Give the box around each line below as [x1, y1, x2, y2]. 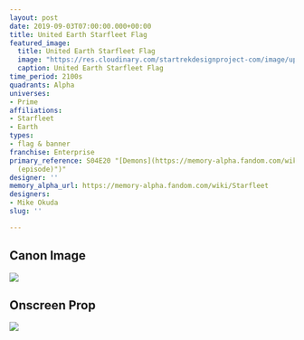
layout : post [9, 13, 59, 23]
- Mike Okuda [9, 198, 59, 208]
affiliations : [9, 106, 63, 115]
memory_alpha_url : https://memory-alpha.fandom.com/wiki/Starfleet [9, 182, 270, 191]
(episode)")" [17, 165, 67, 174]
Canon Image [9, 248, 86, 263]
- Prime [9, 97, 39, 107]
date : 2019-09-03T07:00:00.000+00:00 [9, 22, 152, 31]
